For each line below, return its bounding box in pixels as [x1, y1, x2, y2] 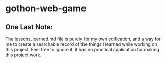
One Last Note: [5, 23, 53, 31]
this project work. [5, 52, 42, 58]
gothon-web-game [5, 3, 87, 14]
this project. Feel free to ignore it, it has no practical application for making [5, 47, 159, 52]
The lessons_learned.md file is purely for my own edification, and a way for [5, 36, 161, 42]
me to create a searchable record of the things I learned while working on [5, 41, 157, 47]
